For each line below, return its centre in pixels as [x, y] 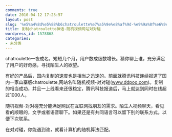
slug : [11, 24]
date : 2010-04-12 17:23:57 [34, 15]
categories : [18, 39]
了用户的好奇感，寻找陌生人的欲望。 [44, 65]
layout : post [19, 19]
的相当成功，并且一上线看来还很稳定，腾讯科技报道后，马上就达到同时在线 [84, 88]
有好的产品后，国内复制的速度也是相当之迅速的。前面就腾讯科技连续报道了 [84, 76]
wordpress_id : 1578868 [29, 34]
